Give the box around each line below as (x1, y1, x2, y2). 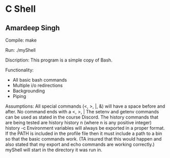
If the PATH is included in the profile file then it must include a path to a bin (5, 130, 162, 136)
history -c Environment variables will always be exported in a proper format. (5, 125, 165, 131)
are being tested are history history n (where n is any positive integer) (5, 120, 152, 126)
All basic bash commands (12, 77, 67, 83)
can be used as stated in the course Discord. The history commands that (5, 114, 159, 120)
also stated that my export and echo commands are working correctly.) (5, 142, 155, 147)
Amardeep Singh (5, 24, 60, 32)
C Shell (5, 3, 36, 15)
